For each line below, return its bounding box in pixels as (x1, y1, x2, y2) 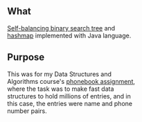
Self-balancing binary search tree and (7, 24, 116, 32)
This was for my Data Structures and (7, 69, 112, 78)
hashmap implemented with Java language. (7, 31, 132, 40)
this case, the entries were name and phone (7, 99, 133, 107)
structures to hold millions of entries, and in (7, 91, 132, 100)
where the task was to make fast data (7, 85, 114, 93)
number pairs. (7, 107, 48, 115)
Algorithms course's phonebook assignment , (7, 77, 135, 85)
